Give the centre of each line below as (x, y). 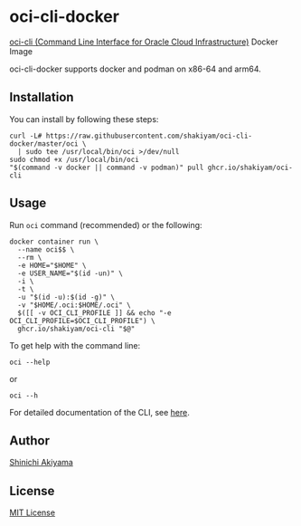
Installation (42, 97)
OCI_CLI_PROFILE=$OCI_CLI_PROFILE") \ (82, 320)
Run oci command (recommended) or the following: (106, 225)
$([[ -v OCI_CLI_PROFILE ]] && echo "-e (94, 313)
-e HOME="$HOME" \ (52, 265)
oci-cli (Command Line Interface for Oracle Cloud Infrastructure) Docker (144, 42)
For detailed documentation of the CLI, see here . (99, 412)
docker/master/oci (44, 143)
